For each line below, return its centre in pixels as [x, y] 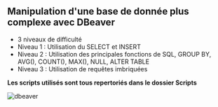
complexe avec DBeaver [61, 23]
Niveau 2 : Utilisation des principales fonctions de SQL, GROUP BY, [114, 54]
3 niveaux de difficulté [49, 39]
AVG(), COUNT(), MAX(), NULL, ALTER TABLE [83, 62]
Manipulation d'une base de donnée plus [98, 12]
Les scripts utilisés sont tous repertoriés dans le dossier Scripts [102, 83]
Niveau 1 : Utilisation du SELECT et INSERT [79, 47]
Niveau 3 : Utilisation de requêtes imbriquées [82, 69]
